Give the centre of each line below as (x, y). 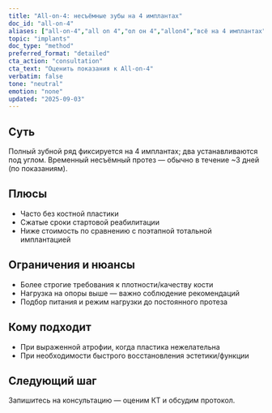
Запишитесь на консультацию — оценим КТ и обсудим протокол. (122, 400)
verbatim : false (36, 76)
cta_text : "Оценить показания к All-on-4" (81, 69)
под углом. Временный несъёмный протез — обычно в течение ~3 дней (134, 160)
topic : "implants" (39, 39)
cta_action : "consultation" (56, 62)
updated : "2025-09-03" (47, 99)
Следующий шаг (53, 381)
